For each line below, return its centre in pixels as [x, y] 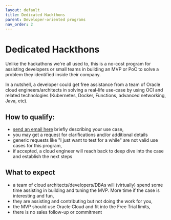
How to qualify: [30, 117]
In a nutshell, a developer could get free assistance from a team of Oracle [83, 84]
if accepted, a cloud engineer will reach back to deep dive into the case [88, 151]
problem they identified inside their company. [53, 75]
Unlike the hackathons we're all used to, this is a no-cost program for [78, 64]
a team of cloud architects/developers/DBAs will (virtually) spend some [88, 185]
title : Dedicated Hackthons [35, 15]
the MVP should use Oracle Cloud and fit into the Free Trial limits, [81, 206]
